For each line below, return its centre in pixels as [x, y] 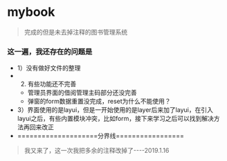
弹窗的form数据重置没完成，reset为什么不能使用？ [99, 102]
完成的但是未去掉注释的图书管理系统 [76, 32]
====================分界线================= [101, 136]
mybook [31, 12]
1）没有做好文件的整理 [49, 68]
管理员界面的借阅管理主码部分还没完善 [82, 93]
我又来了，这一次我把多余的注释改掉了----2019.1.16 [97, 151]
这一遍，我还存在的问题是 [50, 51]
